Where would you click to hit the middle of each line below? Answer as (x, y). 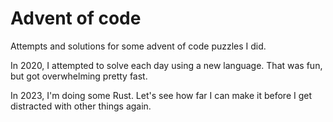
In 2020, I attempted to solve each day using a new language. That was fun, (166, 65)
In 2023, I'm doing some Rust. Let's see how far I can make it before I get (161, 95)
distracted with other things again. (81, 106)
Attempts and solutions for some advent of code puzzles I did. (138, 46)
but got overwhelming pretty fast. (79, 76)
